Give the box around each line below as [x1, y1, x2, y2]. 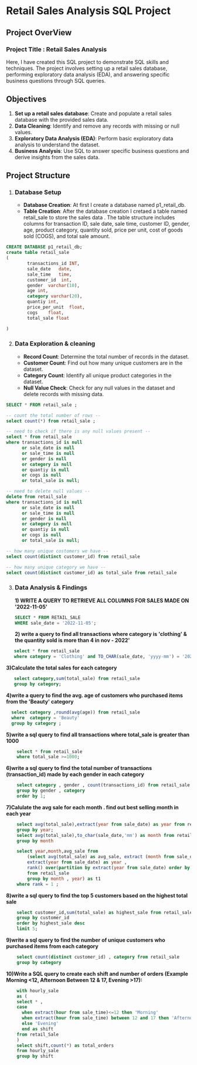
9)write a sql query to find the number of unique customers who [6, 936, 165, 944]
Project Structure [6, 170, 70, 180]
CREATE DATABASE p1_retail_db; [6, 244, 83, 250]
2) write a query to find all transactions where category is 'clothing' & [14, 631, 188, 638]
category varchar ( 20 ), [27, 293, 83, 299]
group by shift [16, 1053, 54, 1059]
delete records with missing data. [23, 390, 104, 397]
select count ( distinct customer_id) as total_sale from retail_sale [6, 570, 177, 575]
